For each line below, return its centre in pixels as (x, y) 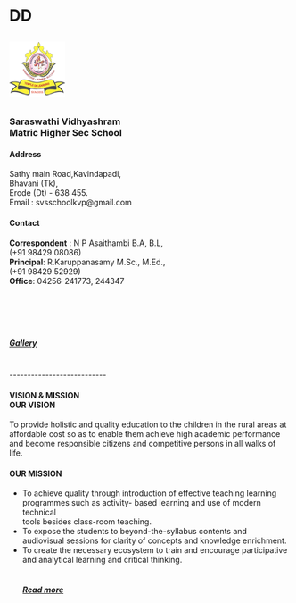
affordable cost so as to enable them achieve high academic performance (145, 434)
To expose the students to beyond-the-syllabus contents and (135, 532)
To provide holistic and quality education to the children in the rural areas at (148, 424)
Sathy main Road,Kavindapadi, (66, 174)
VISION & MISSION (45, 395)
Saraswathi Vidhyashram (65, 121)
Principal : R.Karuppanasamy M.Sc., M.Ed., (87, 262)
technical (39, 512)
